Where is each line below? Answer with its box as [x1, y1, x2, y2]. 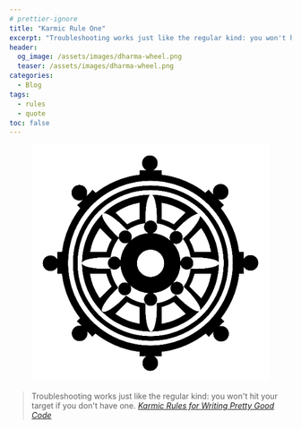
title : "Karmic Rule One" [9, 23, 106, 33]
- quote [17, 108, 47, 118]
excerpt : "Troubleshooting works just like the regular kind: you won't [9, 33, 287, 42]
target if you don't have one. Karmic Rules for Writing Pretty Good [30, 400, 275, 411]
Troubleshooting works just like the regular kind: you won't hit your [30, 390, 278, 402]
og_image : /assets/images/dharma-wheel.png [17, 52, 182, 62]
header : [9, 43, 39, 52]
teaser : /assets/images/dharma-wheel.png [17, 62, 175, 71]
